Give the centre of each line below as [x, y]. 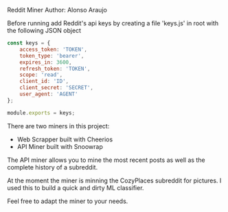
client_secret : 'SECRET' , [57, 88]
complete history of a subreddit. [53, 167]
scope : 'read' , [41, 75]
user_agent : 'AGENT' [49, 94]
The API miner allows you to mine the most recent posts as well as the [106, 160]
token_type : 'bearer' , [52, 56]
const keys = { [29, 43]
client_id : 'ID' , [44, 82]
